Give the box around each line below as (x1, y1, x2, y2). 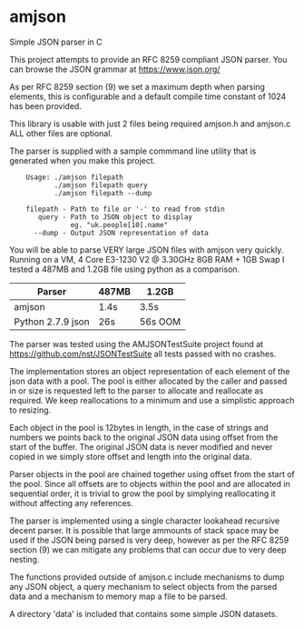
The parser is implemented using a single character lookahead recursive (9, 515, 280, 526)
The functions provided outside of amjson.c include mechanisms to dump (9, 571, 285, 583)
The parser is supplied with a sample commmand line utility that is (9, 145, 257, 156)
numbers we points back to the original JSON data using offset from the (9, 432, 279, 443)
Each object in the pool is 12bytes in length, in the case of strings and (9, 422, 270, 433)
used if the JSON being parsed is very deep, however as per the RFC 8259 (9, 534, 289, 545)
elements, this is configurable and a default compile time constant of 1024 (9, 91, 287, 102)
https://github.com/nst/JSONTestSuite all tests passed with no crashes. (9, 348, 277, 359)
